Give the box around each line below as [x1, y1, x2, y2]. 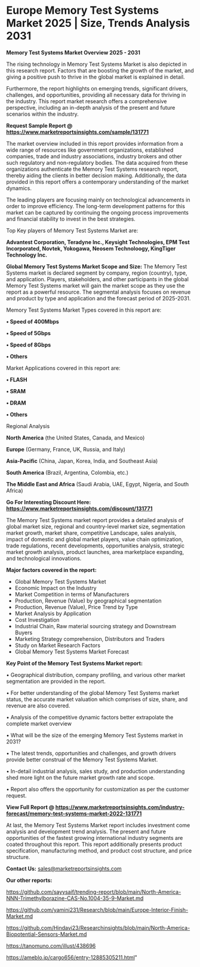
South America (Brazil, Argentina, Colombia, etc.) [6, 469, 129, 476]
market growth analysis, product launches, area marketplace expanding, [6, 548, 184, 555]
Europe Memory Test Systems [6, 4, 159, 17]
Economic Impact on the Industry [14, 584, 97, 591]
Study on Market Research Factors [14, 641, 100, 649]
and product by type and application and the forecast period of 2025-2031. [6, 294, 191, 302]
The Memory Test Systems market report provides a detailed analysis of [6, 516, 184, 523]
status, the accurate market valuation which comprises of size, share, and [6, 695, 188, 703]
